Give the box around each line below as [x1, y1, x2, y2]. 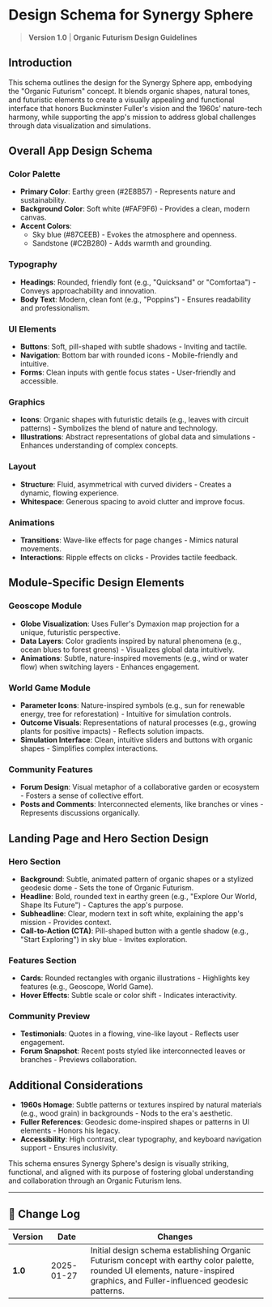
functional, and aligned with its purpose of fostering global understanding [8, 1168, 254, 1177]
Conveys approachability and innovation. [19, 285, 157, 295]
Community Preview [8, 1011, 91, 1022]
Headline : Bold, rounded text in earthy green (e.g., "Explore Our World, [19, 891, 257, 901]
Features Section [8, 954, 77, 966]
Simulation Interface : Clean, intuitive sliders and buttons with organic [19, 735, 253, 744]
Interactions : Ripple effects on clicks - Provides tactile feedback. [19, 552, 238, 562]
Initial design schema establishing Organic [90, 1245, 252, 1256]
